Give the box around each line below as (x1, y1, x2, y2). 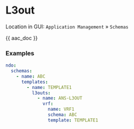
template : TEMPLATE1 (47, 117, 99, 123)
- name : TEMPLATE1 (27, 84, 72, 90)
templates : (21, 79, 48, 85)
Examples (5, 49, 35, 57)
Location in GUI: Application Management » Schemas (5, 23, 129, 30)
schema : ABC (47, 112, 77, 118)
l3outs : (31, 90, 51, 96)
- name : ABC (16, 73, 45, 80)
